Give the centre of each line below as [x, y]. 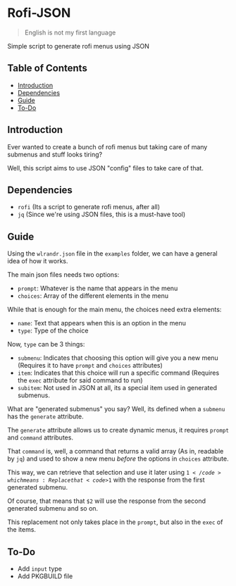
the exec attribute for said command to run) [80, 380]
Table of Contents [48, 68]
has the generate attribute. [45, 416]
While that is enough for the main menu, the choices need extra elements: [114, 310]
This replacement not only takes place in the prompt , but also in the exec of [115, 522]
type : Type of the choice [53, 331]
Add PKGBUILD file [45, 576]
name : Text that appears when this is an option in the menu [102, 323]
